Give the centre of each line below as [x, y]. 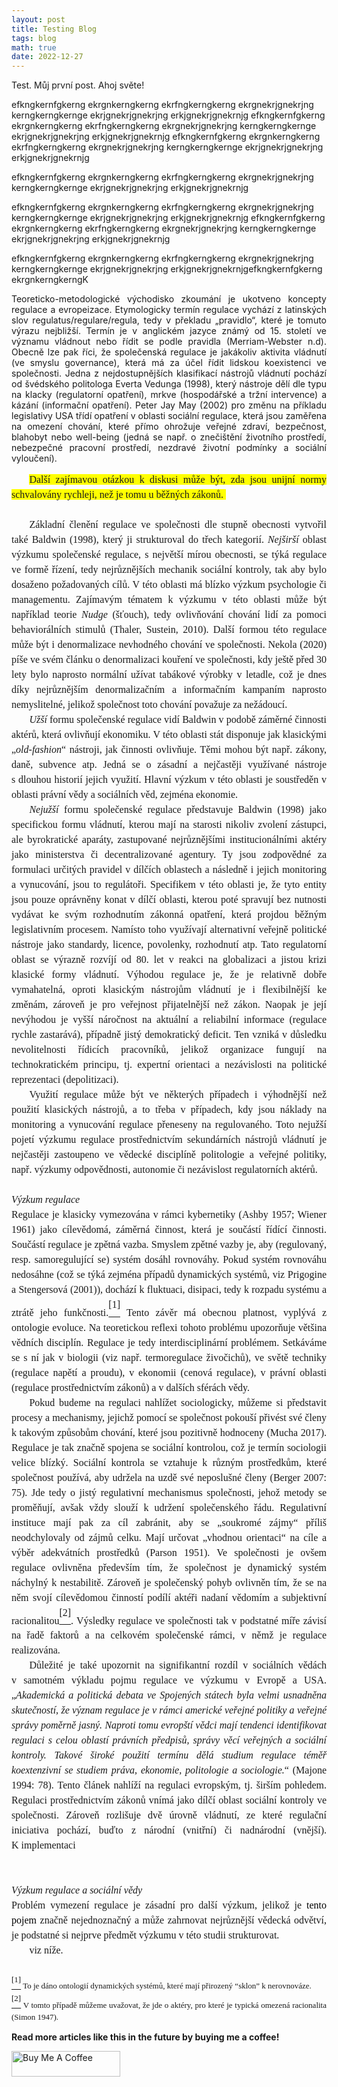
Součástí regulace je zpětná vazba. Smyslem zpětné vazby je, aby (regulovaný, [169, 1245]
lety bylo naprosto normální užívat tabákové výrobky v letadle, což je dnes [169, 675]
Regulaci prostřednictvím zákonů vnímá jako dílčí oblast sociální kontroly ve [169, 1800]
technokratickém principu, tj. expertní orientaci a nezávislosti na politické [169, 1065]
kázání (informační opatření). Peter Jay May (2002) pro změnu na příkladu [169, 405]
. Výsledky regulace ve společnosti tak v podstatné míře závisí [198, 1620]
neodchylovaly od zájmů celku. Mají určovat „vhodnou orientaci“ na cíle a [169, 1537]
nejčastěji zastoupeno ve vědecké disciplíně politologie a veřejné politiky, [169, 1155]
